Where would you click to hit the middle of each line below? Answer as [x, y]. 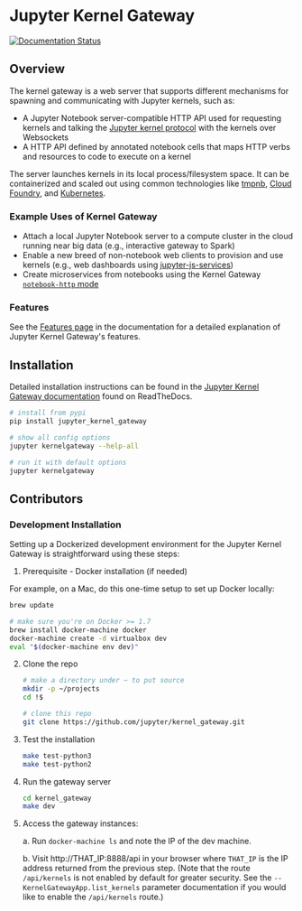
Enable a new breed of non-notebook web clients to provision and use [153, 256]
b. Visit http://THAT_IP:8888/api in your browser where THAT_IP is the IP [155, 859]
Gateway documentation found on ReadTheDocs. [101, 396]
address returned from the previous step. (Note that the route [136, 869]
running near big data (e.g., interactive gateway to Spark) [129, 246]
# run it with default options [68, 462]
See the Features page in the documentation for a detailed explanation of [145, 327]
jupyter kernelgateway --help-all [74, 446]
